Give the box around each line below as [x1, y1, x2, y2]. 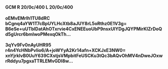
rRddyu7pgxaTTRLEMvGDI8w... [5, 58, 73, 64]
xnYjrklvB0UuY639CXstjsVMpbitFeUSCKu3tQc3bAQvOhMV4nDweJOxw [5, 53, 163, 59]
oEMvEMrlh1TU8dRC [5, 15, 50, 21]
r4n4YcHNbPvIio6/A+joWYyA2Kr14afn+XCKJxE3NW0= [5, 47, 126, 53]
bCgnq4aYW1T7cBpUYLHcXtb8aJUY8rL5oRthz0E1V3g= [5, 21, 127, 27]
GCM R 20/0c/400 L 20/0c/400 [5, 4, 73, 10]
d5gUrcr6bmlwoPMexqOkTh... [5, 31, 71, 37]
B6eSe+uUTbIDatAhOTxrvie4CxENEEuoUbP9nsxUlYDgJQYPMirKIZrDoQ [5, 26, 162, 32]
